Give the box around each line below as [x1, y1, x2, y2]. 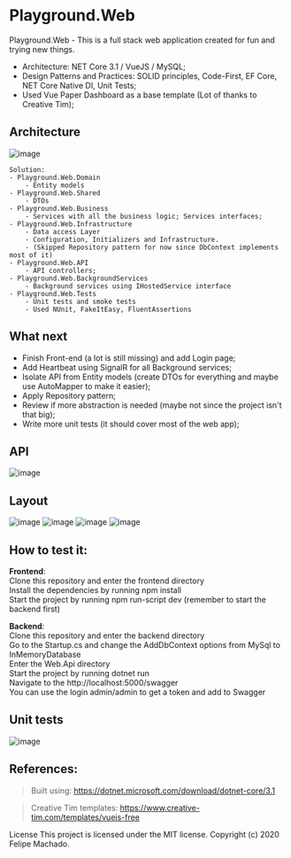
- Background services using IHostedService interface [25, 281, 232, 291]
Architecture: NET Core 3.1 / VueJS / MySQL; [21, 61, 186, 72]
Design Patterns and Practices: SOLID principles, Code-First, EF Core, [21, 70, 277, 81]
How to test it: [9, 542, 88, 558]
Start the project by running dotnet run [9, 668, 150, 678]
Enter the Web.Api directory [9, 659, 111, 669]
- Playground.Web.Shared [9, 188, 101, 198]
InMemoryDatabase [9, 649, 81, 659]
